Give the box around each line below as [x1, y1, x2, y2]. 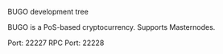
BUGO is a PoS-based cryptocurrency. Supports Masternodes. [7, 23, 216, 31]
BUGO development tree [7, 7, 89, 16]
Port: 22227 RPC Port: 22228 [7, 38, 105, 48]
